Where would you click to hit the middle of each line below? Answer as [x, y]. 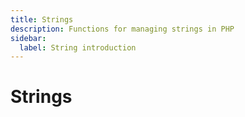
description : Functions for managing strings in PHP [122, 29]
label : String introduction [78, 47]
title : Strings [42, 19]
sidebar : [28, 38]
